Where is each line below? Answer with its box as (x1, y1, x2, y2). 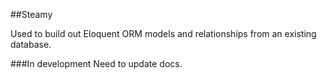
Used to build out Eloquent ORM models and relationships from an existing (10, 28, 317, 39)
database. (10, 39, 52, 50)
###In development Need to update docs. (10, 58, 183, 69)
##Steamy (10, 9, 53, 20)
